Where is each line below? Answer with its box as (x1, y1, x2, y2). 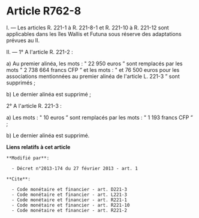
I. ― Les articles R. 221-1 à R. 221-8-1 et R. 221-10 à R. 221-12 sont (6, 24, 169, 31)
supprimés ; (6, 79, 36, 86)
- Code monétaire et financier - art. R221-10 (11, 202, 130, 208)
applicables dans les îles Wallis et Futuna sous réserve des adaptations (6, 30, 182, 37)
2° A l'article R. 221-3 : (6, 102, 62, 109)
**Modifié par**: (6, 155, 50, 161)
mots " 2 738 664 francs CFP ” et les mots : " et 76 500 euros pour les (6, 66, 180, 73)
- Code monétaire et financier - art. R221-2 (11, 207, 128, 213)
